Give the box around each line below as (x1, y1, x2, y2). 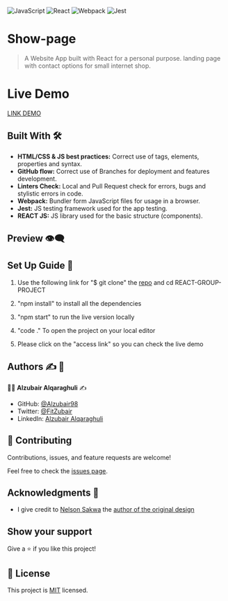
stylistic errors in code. (17, 189, 83, 198)
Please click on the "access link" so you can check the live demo (17, 339, 204, 348)
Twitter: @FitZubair (17, 407, 73, 415)
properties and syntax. (17, 159, 82, 168)
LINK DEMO (7, 109, 42, 117)
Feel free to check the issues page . (7, 466, 108, 475)
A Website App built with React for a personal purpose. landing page (24, 54, 221, 62)
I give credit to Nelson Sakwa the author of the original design (17, 505, 195, 514)
